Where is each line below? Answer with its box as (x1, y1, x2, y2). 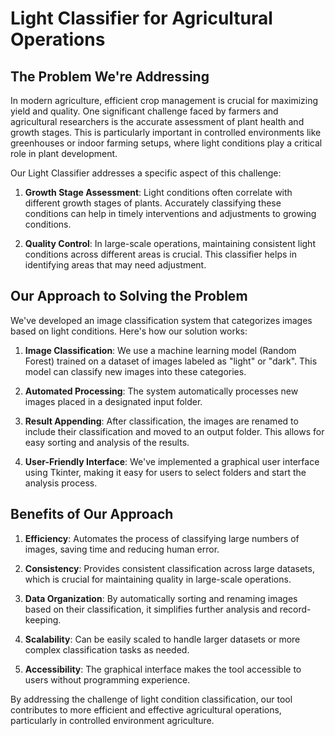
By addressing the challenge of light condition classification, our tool (10, 693, 293, 705)
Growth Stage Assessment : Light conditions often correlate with (24, 187, 293, 198)
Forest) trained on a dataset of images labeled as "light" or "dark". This (24, 355, 318, 367)
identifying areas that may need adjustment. (24, 259, 207, 271)
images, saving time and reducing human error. (24, 543, 220, 555)
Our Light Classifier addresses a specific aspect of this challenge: (10, 167, 282, 179)
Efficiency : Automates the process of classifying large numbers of (24, 532, 300, 544)
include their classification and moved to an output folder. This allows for (24, 425, 325, 437)
